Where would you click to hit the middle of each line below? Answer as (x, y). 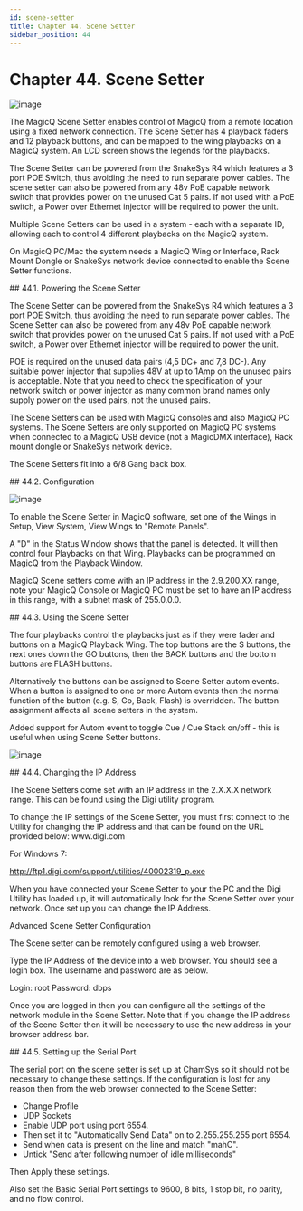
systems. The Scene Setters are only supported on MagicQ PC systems (143, 427)
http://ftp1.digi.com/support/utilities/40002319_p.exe (108, 872)
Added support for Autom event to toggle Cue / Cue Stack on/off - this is (145, 728)
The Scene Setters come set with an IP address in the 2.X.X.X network (141, 790)
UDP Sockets (47, 1116)
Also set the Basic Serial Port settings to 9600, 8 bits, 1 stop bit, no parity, (146, 1189)
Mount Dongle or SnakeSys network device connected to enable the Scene (150, 261)
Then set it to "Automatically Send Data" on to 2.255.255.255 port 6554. (156, 1135)
